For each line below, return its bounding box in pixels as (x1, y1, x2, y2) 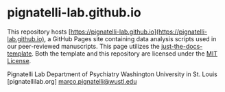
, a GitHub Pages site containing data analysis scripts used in (44, 34, 217, 43)
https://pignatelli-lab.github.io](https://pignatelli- (71, 27, 208, 36)
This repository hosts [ (7, 27, 71, 36)
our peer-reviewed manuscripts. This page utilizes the (7, 42, 160, 50)
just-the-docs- (161, 42, 203, 50)
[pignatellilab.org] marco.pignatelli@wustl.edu (7, 77, 137, 85)
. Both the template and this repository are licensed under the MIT (32, 49, 218, 58)
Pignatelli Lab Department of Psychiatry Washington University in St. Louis (7, 70, 217, 78)
